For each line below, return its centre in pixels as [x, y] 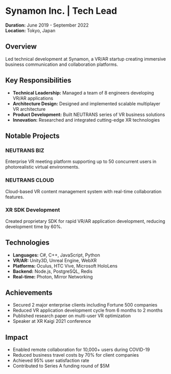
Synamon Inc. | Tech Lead [61, 11]
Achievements [29, 293]
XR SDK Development [33, 210]
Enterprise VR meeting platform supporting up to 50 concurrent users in [81, 161]
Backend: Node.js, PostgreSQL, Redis [53, 271]
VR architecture [29, 109]
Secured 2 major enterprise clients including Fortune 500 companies [85, 305]
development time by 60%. [34, 226]
